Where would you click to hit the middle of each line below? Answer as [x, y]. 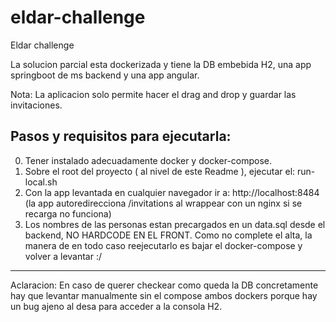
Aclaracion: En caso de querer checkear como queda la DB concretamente [164, 285]
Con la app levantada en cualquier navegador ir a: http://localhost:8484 [172, 192]
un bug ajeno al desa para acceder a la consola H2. [116, 306]
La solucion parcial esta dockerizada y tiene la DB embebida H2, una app [161, 64]
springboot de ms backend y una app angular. [105, 75]
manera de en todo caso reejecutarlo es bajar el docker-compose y [163, 245]
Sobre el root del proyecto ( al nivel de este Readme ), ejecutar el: [160, 171]
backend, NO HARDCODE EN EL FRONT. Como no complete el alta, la [168, 235]
